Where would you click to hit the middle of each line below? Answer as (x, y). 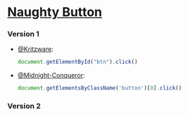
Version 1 (24, 34)
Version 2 (24, 106)
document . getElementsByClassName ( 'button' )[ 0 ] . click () (100, 88)
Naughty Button (55, 12)
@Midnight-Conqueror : (51, 75)
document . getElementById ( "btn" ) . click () (77, 62)
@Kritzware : (36, 49)
